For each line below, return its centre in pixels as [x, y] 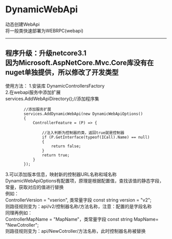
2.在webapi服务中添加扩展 [33, 92]
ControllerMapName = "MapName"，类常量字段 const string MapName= [82, 219]
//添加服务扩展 [37, 109]
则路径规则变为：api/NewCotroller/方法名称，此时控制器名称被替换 [76, 231]
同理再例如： [19, 213]
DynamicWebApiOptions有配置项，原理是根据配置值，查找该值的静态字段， [85, 181]
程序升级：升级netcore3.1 [46, 53]
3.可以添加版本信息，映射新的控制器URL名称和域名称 [61, 174]
